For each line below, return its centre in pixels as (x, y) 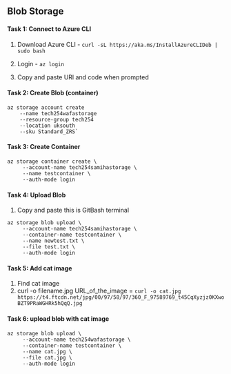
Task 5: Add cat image (40, 268)
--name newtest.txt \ (53, 241)
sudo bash (31, 51)
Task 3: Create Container (44, 147)
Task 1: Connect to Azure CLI (49, 29)
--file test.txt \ (49, 247)
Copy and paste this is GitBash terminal (73, 210)
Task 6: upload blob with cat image (58, 319)
